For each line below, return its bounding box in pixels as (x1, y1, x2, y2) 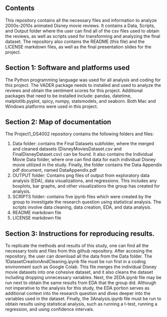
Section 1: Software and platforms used (5, 63, 130, 72)
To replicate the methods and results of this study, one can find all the (5, 243, 149, 249)
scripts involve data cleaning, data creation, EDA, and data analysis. (12, 204, 152, 210)
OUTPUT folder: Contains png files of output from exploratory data (12, 172, 150, 179)
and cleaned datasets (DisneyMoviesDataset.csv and (12, 146, 122, 152)
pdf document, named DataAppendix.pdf (12, 167, 97, 173)
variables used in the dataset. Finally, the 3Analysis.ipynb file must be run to (5, 296, 162, 302)
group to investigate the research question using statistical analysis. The (12, 199, 162, 205)
